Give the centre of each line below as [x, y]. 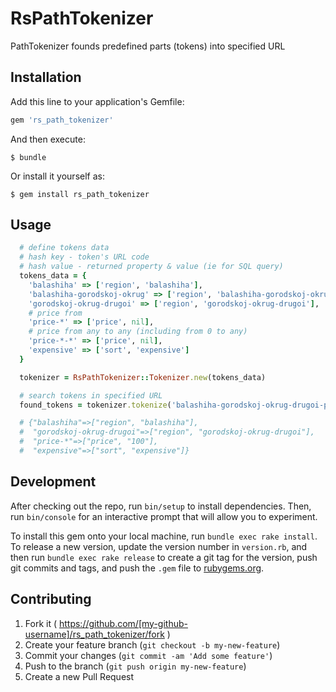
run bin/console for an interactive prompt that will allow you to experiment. [164, 516]
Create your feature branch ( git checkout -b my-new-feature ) [152, 644]
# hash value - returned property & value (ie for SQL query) [151, 267]
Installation [46, 77]
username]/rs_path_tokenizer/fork [94, 634]
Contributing [51, 599]
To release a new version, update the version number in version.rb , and [159, 546]
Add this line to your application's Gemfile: [97, 101]
